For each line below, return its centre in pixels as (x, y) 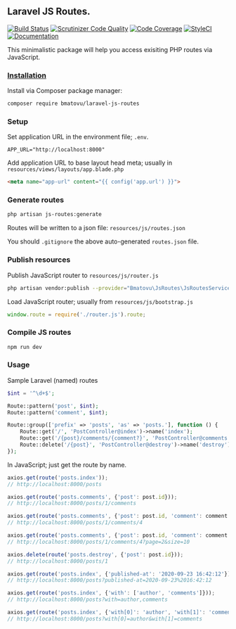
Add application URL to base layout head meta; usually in (90, 163)
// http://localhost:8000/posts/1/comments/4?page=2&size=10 (99, 542)
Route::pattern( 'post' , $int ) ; (53, 406)
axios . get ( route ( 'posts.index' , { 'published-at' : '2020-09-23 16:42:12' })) (120, 574)
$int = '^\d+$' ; (31, 393)
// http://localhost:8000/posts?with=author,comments (88, 600)
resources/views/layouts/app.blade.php (66, 170)
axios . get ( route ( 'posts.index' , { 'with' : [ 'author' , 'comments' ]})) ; (111, 593)
